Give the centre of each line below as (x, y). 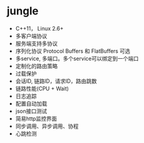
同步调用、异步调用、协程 (47, 126)
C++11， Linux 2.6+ (39, 28)
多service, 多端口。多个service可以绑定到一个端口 (77, 58)
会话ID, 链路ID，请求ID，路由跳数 (56, 81)
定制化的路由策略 (36, 66)
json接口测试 (31, 111)
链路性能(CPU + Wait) (42, 88)
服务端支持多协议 (36, 43)
